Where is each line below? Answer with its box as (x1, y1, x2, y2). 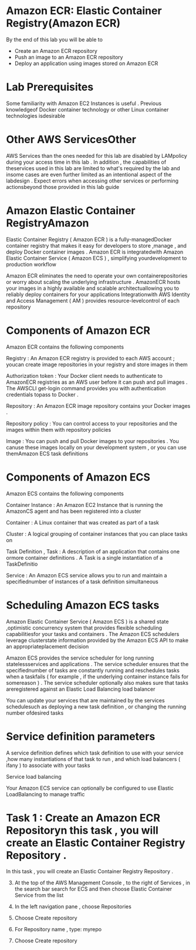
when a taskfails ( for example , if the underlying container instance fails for (6, 673, 189, 680)
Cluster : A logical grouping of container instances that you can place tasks (6, 530, 188, 537)
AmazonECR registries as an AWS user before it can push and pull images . (6, 378, 188, 386)
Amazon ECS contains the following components (6, 490, 124, 497)
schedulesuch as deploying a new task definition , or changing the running (6, 703, 187, 710)
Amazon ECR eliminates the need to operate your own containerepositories (6, 272, 188, 279)
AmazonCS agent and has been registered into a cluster (6, 508, 141, 515)
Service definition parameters (6, 729, 156, 743)
